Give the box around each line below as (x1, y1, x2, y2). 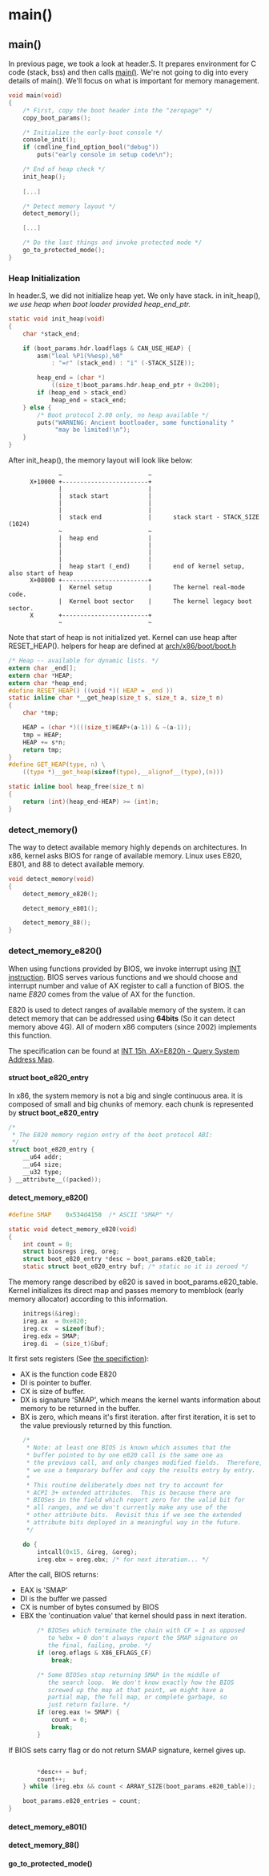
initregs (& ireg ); (22, 1310, 81, 1318)
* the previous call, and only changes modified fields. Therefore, (26, 1459, 263, 1467)
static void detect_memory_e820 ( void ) (8, 1225, 138, 1234)
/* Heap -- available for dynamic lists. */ (8, 657, 159, 665)
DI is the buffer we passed (19, 1594, 107, 1604)
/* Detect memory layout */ (22, 202, 116, 210)
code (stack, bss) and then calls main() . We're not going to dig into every (8, 67, 249, 77)
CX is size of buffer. (19, 1387, 86, 1397)
